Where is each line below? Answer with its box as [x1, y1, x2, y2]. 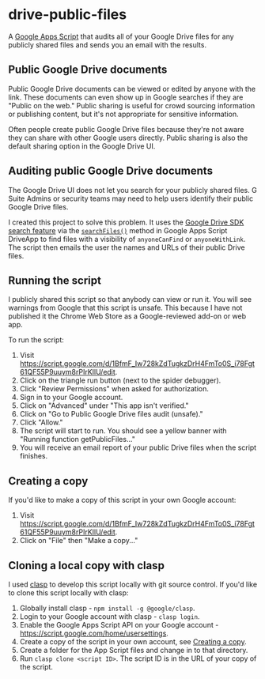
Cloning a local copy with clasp [8, 559, 165, 572]
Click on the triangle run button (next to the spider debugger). [19, 375, 221, 385]
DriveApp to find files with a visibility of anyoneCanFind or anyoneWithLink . [8, 234, 246, 243]
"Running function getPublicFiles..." [19, 435, 136, 444]
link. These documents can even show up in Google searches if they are [8, 92, 244, 102]
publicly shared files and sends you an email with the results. [8, 40, 207, 49]
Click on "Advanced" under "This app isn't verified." [19, 401, 189, 410]
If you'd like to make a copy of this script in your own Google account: [8, 496, 237, 505]
